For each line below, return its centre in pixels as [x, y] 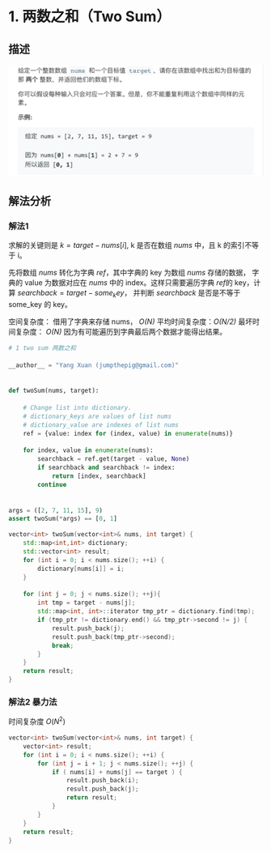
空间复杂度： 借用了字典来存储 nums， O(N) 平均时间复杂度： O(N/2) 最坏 [131, 322]
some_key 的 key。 [40, 304]
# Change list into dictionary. [77, 408]
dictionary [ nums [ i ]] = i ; [81, 569]
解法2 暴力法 [33, 702]
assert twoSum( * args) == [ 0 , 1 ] [63, 519]
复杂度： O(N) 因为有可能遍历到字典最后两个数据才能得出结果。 [121, 331]
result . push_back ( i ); [102, 781]
